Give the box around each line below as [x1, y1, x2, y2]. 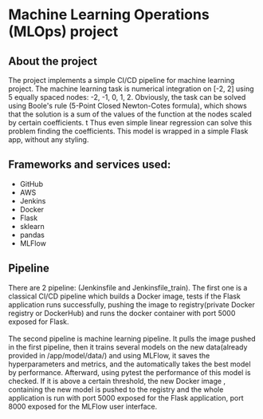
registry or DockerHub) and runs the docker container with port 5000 [8, 308, 236, 318]
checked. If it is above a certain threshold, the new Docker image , [8, 376, 226, 385]
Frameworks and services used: [8, 158, 171, 172]
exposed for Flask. [8, 317, 69, 326]
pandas [19, 230, 45, 239]
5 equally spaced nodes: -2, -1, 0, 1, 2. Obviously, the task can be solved [8, 93, 246, 101]
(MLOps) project [8, 22, 119, 41]
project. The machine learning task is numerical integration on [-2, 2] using [8, 84, 254, 93]
